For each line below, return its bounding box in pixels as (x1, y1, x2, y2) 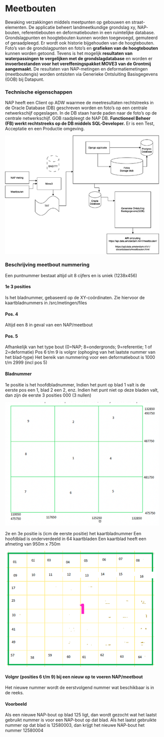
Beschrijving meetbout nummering (5, 262, 90, 268)
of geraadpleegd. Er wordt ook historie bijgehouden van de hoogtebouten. (5, 40, 155, 46)
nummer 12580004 (5, 728, 44, 734)
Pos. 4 (5, 311, 19, 317)
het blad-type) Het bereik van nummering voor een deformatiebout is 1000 (5, 355, 155, 360)
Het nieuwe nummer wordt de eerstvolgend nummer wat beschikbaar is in (5, 685, 155, 690)
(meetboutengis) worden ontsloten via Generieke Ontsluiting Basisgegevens (5, 71, 158, 77)
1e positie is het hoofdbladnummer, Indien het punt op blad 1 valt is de (5, 381, 145, 387)
